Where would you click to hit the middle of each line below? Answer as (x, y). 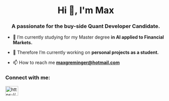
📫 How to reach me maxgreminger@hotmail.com (66, 62)
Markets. (22, 43)
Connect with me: (28, 78)
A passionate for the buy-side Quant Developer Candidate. (86, 26)
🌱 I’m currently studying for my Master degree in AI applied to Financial (88, 37)
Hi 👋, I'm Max (86, 10)
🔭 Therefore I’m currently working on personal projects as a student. (86, 52)
